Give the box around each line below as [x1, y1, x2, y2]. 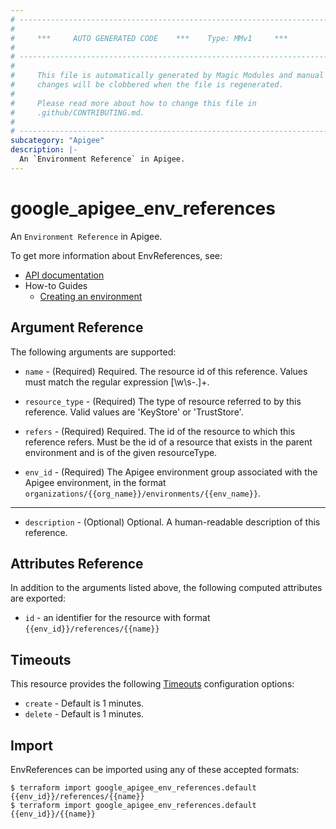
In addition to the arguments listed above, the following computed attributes [10, 582, 323, 594]
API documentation [24, 269, 105, 281]
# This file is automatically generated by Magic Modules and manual [10, 71, 325, 81]
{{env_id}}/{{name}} [10, 809, 97, 819]
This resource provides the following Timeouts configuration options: [10, 678, 295, 690]
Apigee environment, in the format [24, 476, 167, 488]
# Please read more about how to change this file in [10, 98, 257, 108]
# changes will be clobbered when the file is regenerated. [10, 80, 284, 90]
